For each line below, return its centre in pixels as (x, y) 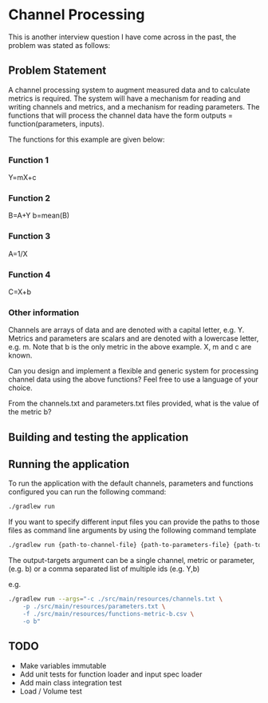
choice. (21, 388)
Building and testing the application (99, 437)
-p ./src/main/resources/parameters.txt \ (94, 607)
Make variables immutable (63, 665)
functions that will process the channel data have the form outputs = (120, 115)
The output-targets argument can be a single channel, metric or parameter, (132, 561)
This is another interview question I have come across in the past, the (122, 37)
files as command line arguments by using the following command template (132, 530)
